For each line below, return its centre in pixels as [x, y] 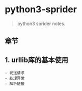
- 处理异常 [15, 78]
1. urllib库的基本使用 [36, 60]
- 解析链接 [15, 84]
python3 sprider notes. [41, 24]
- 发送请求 [15, 73]
